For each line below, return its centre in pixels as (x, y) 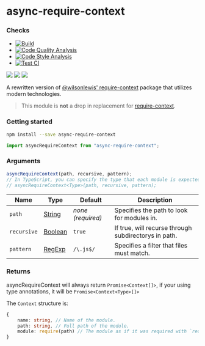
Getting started (30, 122)
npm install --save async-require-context (61, 134)
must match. (132, 253)
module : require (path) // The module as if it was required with (102, 331)
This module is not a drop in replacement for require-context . (98, 106)
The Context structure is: (37, 303)
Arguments (23, 161)
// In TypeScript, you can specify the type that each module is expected (103, 179)
